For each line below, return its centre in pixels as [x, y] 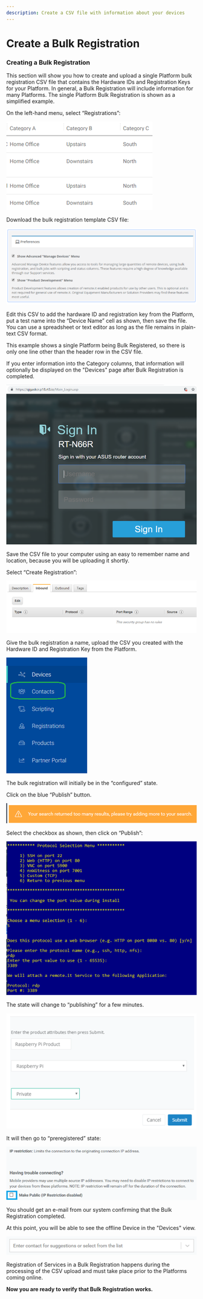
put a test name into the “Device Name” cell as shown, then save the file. [97, 320]
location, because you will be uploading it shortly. [68, 561]
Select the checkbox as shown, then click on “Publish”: [75, 833]
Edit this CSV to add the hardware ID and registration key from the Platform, [100, 314]
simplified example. [31, 101]
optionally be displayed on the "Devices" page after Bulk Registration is [95, 370]
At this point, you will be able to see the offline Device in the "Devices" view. [101, 1228]
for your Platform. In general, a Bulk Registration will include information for [100, 88]
